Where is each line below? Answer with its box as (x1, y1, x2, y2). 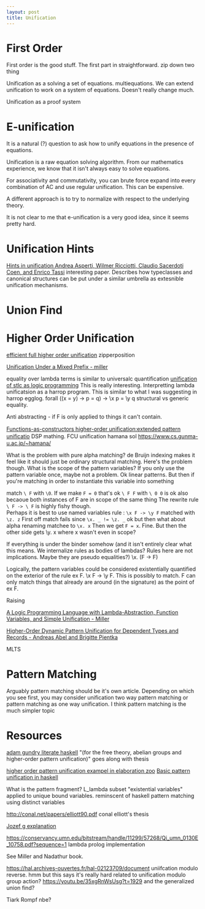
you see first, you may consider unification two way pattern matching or (6, 694, 188, 702)
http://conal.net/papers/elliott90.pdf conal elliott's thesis (6, 811, 149, 818)
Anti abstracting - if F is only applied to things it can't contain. (6, 413, 163, 420)
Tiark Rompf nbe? (6, 896, 52, 903)
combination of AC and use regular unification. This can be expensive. (6, 184, 184, 191)
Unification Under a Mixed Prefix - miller (6, 363, 109, 371)
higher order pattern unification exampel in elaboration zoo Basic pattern (6, 767, 190, 775)
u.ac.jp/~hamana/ (6, 439, 51, 447)
